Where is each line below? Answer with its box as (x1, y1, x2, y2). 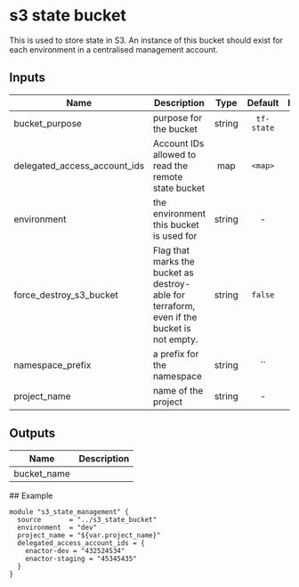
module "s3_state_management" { (9, 507, 129, 517)
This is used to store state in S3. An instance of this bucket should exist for (9, 35, 283, 45)
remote (152, 170, 183, 183)
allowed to (152, 148, 197, 160)
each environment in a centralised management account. (9, 44, 218, 54)
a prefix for (152, 347, 199, 360)
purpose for (152, 111, 203, 124)
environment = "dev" (17, 523, 98, 532)
